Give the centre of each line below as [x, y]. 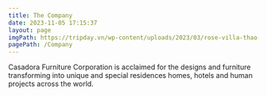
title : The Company [41, 15]
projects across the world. [51, 84]
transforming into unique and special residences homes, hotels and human [130, 76]
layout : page [30, 30]
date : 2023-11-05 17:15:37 [53, 23]
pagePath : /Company [41, 45]
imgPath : [23, 37]
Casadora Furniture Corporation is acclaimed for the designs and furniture [130, 67]
